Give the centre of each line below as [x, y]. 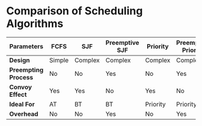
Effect [18, 94]
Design [20, 60]
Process [21, 77]
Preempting [26, 70]
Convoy [20, 87]
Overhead [24, 113]
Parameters [26, 46]
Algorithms [35, 24]
